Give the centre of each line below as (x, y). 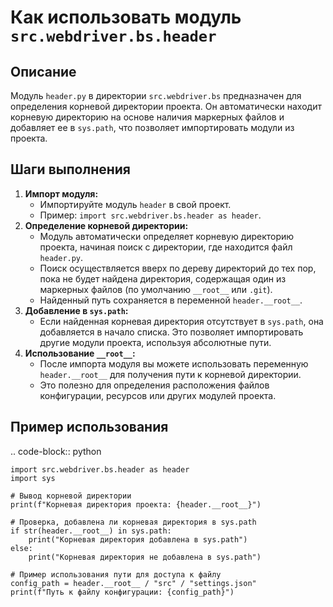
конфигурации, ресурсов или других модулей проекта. (158, 395)
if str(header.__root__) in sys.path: (91, 531)
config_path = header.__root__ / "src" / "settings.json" (133, 583)
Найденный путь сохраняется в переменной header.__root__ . (171, 300)
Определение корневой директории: (106, 225)
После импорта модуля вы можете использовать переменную (174, 363)
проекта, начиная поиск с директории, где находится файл (166, 247)
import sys (33, 478)
